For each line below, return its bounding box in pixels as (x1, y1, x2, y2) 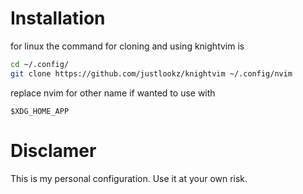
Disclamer (10, 139, 97, 162)
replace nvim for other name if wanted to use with (10, 87, 216, 99)
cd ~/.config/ (10, 59, 70, 69)
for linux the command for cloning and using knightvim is (10, 40, 245, 52)
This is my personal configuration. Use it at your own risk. (10, 172, 248, 184)
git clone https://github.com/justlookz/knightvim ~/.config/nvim (10, 68, 293, 79)
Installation (10, 7, 106, 30)
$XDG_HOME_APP (10, 106, 70, 116)
